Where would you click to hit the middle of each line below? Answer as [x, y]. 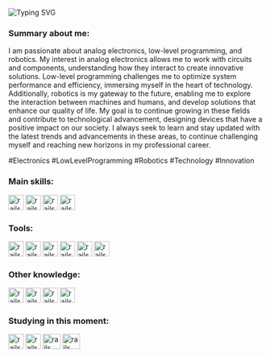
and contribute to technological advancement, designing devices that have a [135, 119]
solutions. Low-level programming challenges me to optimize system [123, 77]
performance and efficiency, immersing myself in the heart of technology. [131, 85]
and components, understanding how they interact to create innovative [126, 68]
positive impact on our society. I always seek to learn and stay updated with [134, 128]
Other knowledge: [44, 274]
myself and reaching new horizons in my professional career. [110, 145]
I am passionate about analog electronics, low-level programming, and [125, 51]
